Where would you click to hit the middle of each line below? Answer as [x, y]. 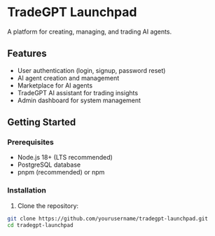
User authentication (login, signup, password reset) [91, 70]
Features [27, 54]
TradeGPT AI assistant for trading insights [78, 92]
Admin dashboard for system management [79, 100]
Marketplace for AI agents [55, 85]
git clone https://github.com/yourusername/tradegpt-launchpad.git [108, 218]
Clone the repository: [48, 206]
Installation [27, 190]
